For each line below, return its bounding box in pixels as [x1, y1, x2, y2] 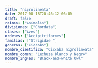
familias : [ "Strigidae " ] [5, 38, 57, 43]
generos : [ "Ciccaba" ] [5, 43, 49, 47]
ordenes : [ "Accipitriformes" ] [5, 34, 66, 39]
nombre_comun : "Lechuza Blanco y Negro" [5, 51, 88, 57]
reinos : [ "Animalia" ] [5, 20, 49, 25]
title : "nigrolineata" [5, 7, 51, 12]
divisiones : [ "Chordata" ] [5, 25, 57, 30]
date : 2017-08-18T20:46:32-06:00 [5, 11, 72, 16]
